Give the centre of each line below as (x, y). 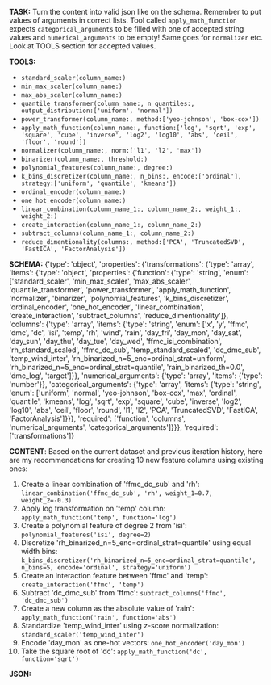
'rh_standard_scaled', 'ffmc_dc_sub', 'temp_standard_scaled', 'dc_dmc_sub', (135, 350)
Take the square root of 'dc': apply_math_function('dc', (114, 651)
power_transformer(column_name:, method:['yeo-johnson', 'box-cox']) (140, 120)
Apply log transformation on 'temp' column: (93, 508)
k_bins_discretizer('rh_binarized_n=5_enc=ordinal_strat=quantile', (138, 561)
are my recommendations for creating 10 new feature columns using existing (136, 460)
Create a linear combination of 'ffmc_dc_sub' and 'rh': (110, 484)
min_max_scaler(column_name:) (72, 86)
